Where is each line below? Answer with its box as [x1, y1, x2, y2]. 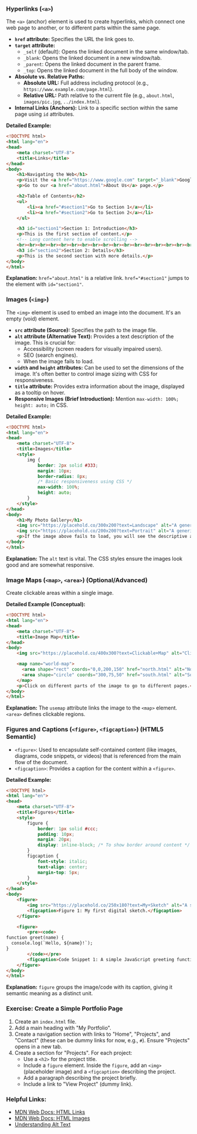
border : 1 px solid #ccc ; [37, 825, 98, 832]
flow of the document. [14, 758, 69, 765]
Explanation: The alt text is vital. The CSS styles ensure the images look [6, 555, 183, 562]
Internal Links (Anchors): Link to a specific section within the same [14, 105, 178, 112]
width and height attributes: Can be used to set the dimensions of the [14, 364, 184, 371]
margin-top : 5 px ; [37, 869, 80, 875]
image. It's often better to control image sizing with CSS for [14, 370, 158, 377]
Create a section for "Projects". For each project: [14, 1049, 133, 1056]
